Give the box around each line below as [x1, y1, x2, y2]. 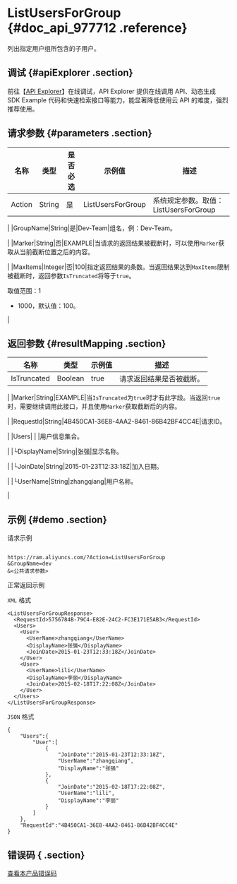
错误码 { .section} [7, 849, 85, 861]
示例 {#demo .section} [7, 513, 108, 525]
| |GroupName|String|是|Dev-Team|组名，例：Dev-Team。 [7, 224, 176, 232]
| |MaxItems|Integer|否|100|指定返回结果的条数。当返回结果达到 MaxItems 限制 [7, 263, 230, 271]
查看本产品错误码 [7, 869, 57, 877]
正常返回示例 [7, 581, 44, 590]
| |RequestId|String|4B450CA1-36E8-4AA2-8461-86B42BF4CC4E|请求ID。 [7, 417, 226, 426]
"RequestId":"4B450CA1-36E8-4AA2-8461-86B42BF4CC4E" [20, 822, 178, 829]
